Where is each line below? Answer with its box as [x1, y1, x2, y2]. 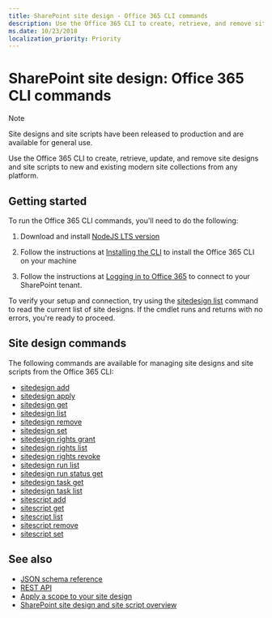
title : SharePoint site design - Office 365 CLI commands [8, 11, 208, 20]
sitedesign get [19, 399, 68, 410]
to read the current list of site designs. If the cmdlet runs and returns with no [8, 305, 263, 314]
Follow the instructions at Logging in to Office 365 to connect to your [19, 272, 251, 281]
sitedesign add [19, 382, 70, 392]
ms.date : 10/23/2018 [8, 27, 79, 35]
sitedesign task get [19, 477, 84, 487]
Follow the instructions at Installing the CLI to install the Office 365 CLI [19, 247, 255, 256]
